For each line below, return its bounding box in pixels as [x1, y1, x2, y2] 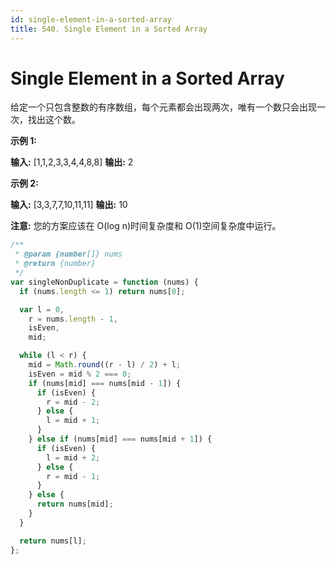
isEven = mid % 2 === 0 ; [28, 369, 132, 379]
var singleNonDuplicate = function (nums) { [10, 277, 199, 287]
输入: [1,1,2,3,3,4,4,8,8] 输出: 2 [10, 156, 134, 168]
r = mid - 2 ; [46, 397, 101, 407]
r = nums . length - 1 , [28, 314, 118, 324]
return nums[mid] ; [36, 499, 114, 510]
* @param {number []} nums [14, 249, 123, 260]
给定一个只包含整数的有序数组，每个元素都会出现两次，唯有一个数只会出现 [10, 101, 317, 113]
